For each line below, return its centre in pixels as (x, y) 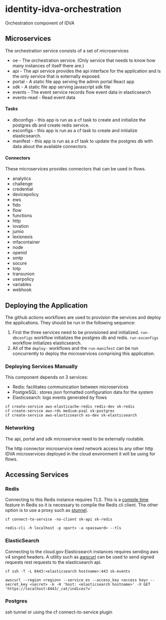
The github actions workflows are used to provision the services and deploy (83, 317)
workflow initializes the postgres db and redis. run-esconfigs (96, 337)
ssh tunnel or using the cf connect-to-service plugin (59, 612)
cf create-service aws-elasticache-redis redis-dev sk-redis (70, 407)
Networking (20, 428)
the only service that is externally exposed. (57, 76)
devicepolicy (25, 194)
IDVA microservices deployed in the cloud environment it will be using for (80, 454)
